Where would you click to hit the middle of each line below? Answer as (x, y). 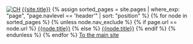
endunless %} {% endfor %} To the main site (63, 35)
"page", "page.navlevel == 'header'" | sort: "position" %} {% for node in (97, 16)
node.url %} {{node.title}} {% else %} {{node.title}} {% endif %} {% (91, 28)
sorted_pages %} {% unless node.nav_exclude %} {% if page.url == (92, 22)
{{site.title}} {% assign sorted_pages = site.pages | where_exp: (101, 9)
